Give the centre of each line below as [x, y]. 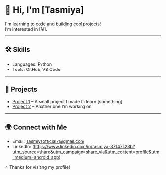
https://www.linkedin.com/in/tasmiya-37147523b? [84, 147]
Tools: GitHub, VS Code [36, 69]
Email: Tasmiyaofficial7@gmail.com [48, 141]
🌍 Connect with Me [36, 127]
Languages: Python [32, 64]
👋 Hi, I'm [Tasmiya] [44, 10]
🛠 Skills [18, 50]
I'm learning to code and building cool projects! [53, 24]
